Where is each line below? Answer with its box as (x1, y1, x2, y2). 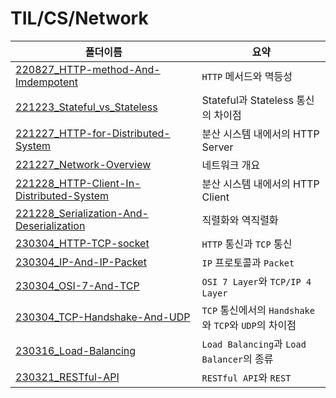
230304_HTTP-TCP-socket (15, 236, 150, 250)
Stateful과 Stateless (201, 93, 294, 107)
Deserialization (15, 218, 86, 232)
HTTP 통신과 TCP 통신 (201, 237, 293, 251)
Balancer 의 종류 (201, 352, 274, 366)
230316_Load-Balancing (15, 343, 137, 357)
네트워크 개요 (201, 158, 261, 172)
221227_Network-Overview (15, 157, 152, 171)
